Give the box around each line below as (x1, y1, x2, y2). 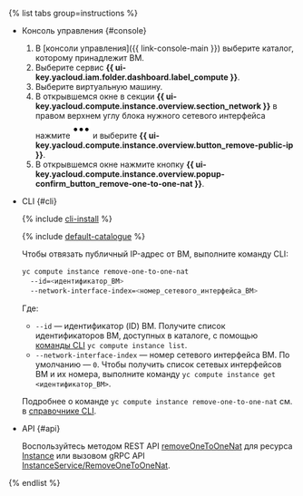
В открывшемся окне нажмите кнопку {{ (34, 159, 194, 170)
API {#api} (21, 423, 61, 433)
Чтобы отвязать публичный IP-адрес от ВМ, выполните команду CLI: (21, 248, 289, 259)
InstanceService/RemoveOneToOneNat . (21, 460, 171, 471)
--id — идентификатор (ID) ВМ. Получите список (34, 320, 226, 331)
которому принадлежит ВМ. (34, 53, 144, 63)
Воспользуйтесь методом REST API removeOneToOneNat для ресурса (21, 440, 293, 452)
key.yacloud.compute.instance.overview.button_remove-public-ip (34, 140, 294, 151)
